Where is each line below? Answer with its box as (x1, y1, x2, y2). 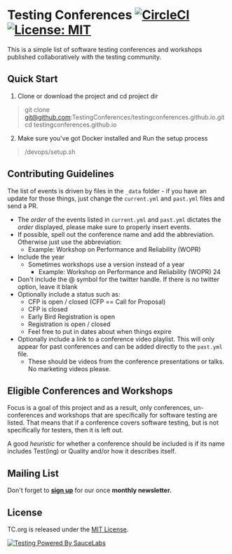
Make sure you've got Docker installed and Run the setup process (17, 134, 208, 142)
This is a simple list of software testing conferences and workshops (7, 45, 203, 53)
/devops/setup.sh (24, 148, 76, 156)
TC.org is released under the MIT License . (7, 525, 129, 534)
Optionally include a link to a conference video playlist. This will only (17, 335, 215, 343)
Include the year (17, 252, 65, 261)
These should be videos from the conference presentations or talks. (27, 357, 224, 366)
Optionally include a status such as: (17, 290, 121, 298)
